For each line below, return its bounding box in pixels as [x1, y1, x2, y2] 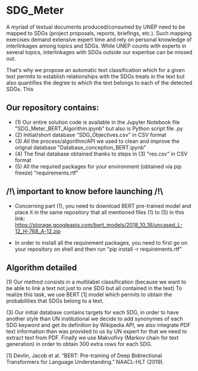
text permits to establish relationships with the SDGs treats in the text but [6, 73, 185, 80]
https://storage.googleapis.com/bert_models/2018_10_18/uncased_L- [14, 221, 183, 228]
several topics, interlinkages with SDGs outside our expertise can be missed [6, 48, 193, 55]
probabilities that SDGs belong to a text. [6, 297, 104, 304]
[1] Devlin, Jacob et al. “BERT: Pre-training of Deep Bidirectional [6, 352, 162, 359]
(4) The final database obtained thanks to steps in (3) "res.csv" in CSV [14, 150, 188, 157]
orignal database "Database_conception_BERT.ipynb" [14, 144, 147, 151]
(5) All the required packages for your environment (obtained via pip [14, 163, 182, 170]
